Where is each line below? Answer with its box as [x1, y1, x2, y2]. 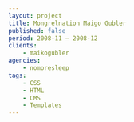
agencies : [8, 57, 41, 65]
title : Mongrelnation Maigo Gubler [8, 19, 127, 27]
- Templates [22, 101, 62, 109]
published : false [8, 26, 66, 35]
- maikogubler [22, 49, 69, 57]
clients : [8, 42, 37, 50]
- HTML [22, 86, 45, 95]
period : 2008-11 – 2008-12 [8, 34, 98, 43]
